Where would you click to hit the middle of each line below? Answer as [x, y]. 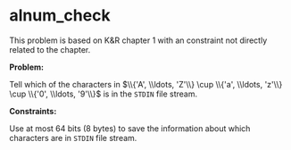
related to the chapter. [50, 49]
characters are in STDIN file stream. [73, 137]
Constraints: [33, 111]
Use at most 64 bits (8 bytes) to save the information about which [130, 128]
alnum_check [60, 16]
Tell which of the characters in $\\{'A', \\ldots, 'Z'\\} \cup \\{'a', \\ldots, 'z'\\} [146, 84]
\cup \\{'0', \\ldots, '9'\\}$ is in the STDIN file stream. [104, 94]
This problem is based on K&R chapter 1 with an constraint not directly [138, 40]
